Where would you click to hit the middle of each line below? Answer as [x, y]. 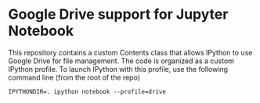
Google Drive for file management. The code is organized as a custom [121, 61]
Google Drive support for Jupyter [118, 14]
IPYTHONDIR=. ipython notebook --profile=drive [87, 91]
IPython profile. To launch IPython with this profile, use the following [118, 69]
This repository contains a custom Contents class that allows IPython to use [130, 52]
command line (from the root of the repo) [74, 77]
